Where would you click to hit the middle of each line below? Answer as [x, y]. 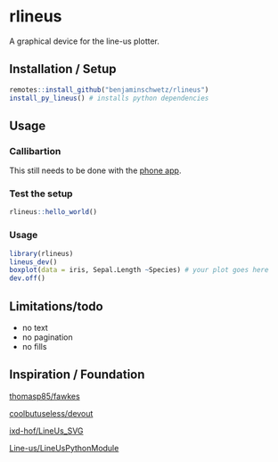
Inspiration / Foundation [77, 375]
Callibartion [35, 151]
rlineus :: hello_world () [53, 212]
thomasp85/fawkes [45, 396]
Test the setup [41, 194]
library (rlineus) [41, 253]
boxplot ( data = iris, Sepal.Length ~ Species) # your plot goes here [139, 270]
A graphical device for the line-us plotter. [85, 41]
